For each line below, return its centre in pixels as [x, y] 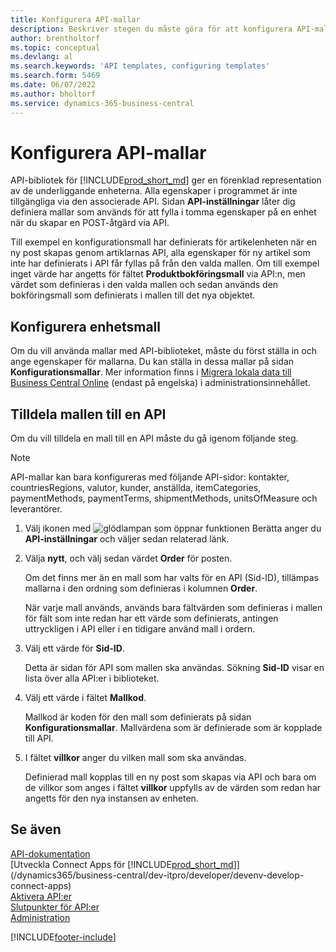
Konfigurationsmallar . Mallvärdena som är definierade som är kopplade [173, 728]
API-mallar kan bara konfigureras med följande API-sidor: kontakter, [150, 477]
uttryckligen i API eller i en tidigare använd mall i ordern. [140, 629]
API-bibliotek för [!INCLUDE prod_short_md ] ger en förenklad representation [166, 180]
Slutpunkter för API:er [55, 907]
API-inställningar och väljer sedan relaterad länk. [127, 539]
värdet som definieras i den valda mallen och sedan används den [144, 285]
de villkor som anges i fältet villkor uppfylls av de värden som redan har [173, 788]
